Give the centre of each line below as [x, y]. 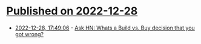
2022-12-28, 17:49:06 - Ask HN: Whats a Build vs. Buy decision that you [105, 28]
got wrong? [29, 34]
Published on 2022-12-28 [72, 11]
